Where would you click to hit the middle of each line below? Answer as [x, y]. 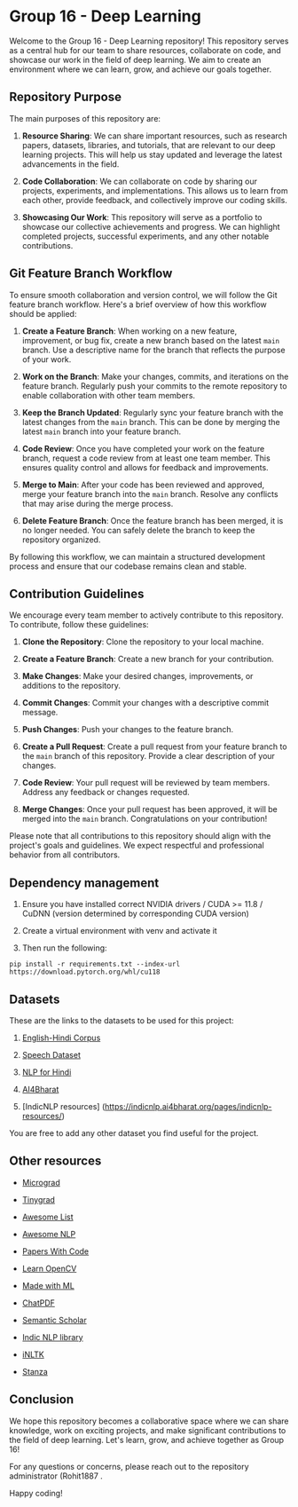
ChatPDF [39, 1303]
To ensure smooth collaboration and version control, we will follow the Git [143, 295]
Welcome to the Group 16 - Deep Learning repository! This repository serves [149, 41]
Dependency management [84, 883]
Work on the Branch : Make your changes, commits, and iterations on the [155, 376]
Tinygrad [39, 1199]
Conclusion [42, 1400]
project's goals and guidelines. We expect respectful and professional [137, 846]
